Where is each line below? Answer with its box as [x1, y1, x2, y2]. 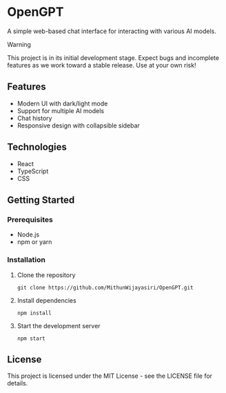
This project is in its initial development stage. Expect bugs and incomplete [7, 53, 219, 62]
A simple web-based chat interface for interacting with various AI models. [7, 27, 217, 35]
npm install [17, 310, 52, 316]
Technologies [7, 141, 68, 153]
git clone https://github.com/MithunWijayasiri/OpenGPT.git [17, 284, 194, 291]
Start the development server [17, 321, 101, 330]
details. [7, 379, 28, 387]
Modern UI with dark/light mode [17, 99, 108, 108]
